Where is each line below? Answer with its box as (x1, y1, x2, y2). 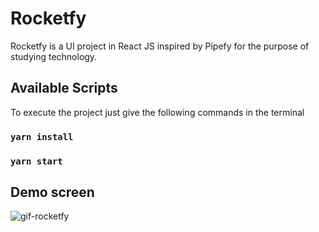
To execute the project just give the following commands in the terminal (10, 106, 305, 118)
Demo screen (10, 183, 95, 201)
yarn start (10, 155, 63, 167)
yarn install (10, 131, 74, 142)
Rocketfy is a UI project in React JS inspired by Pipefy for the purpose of (10, 40, 310, 52)
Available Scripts (10, 80, 118, 97)
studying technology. (10, 50, 98, 62)
